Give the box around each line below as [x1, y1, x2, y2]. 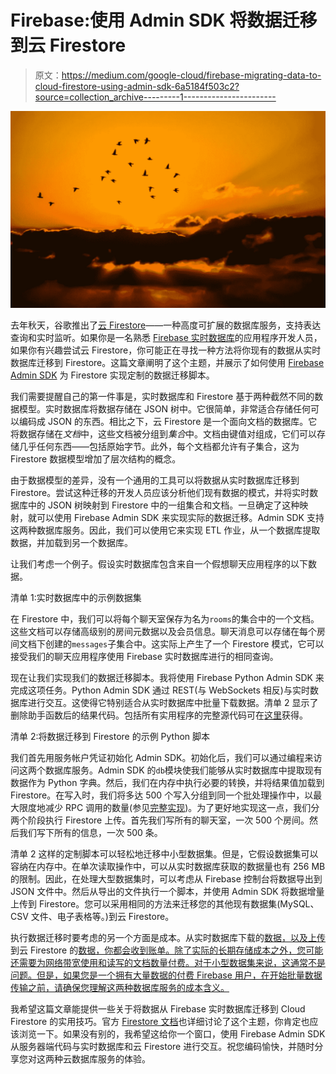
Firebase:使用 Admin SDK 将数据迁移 [10, 9, 318, 32]
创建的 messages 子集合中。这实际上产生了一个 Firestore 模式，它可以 [44, 637, 325, 650]
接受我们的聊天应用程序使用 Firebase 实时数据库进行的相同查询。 [10, 650, 279, 662]
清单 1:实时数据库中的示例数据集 [10, 591, 142, 603]
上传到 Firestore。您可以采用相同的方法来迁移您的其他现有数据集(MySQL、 [10, 897, 320, 910]
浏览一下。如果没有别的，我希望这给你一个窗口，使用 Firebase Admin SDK [18, 1027, 326, 1040]
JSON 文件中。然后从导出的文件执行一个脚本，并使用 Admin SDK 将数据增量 [10, 885, 325, 897]
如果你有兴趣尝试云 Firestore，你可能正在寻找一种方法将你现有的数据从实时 [10, 344, 322, 356]
